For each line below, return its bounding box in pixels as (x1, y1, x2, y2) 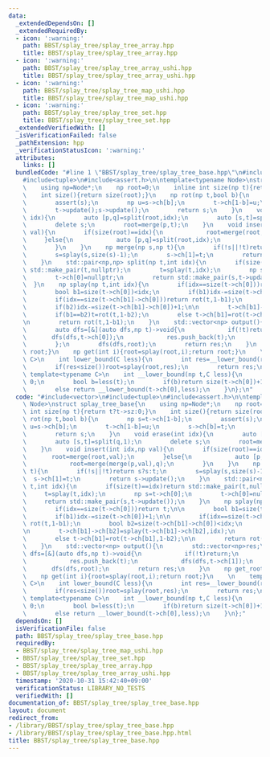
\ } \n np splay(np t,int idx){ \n (22, 280, 149, 289)
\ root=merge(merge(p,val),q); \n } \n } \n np (22, 460, 261, 469)
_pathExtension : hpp (15, 138, 84, 147)
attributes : (15, 153, 56, 162)
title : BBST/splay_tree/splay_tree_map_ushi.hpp (22, 94, 189, 102)
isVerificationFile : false (15, 624, 106, 632)
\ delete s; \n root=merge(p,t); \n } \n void (22, 221, 243, 229)
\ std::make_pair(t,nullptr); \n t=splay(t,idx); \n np (22, 266, 257, 274)
